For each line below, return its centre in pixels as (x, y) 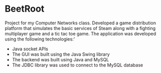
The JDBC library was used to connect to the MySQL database (77, 65)
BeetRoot (25, 9)
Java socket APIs (30, 49)
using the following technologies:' (40, 39)
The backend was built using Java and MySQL (61, 59)
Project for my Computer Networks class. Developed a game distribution (80, 23)
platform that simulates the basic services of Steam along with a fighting (80, 28)
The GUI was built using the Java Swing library (61, 54)
